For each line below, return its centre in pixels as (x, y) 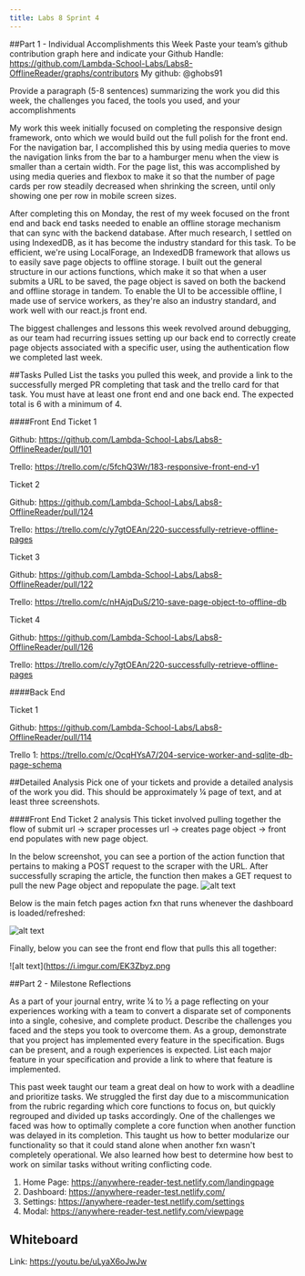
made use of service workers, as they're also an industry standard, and (143, 300)
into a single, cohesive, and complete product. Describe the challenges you (151, 1020)
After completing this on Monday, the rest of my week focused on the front (149, 213)
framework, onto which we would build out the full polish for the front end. (149, 137)
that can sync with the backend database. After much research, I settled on (151, 233)
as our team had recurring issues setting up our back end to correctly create (153, 338)
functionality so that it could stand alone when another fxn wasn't (132, 1145)
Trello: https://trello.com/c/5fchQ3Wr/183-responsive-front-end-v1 (134, 466)
